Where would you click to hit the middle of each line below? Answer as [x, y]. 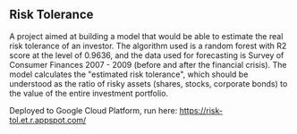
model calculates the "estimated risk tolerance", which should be [129, 74]
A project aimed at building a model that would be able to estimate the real [146, 36]
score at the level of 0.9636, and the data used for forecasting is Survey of [147, 55]
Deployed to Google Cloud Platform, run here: [93, 110]
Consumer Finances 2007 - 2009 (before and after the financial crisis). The [148, 64]
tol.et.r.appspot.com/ [48, 120]
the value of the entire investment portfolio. [89, 93]
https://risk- [201, 110]
